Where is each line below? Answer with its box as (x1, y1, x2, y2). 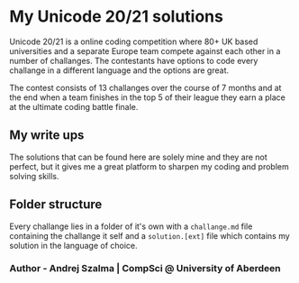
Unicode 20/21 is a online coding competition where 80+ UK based (9, 36, 258, 47)
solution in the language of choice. (9, 240, 138, 251)
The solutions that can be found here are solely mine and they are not (9, 151, 267, 162)
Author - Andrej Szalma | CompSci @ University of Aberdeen (9, 262, 281, 275)
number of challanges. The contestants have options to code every (9, 55, 258, 66)
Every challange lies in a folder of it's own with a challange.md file (9, 221, 253, 232)
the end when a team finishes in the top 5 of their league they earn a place (9, 92, 285, 103)
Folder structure (9, 196, 103, 213)
